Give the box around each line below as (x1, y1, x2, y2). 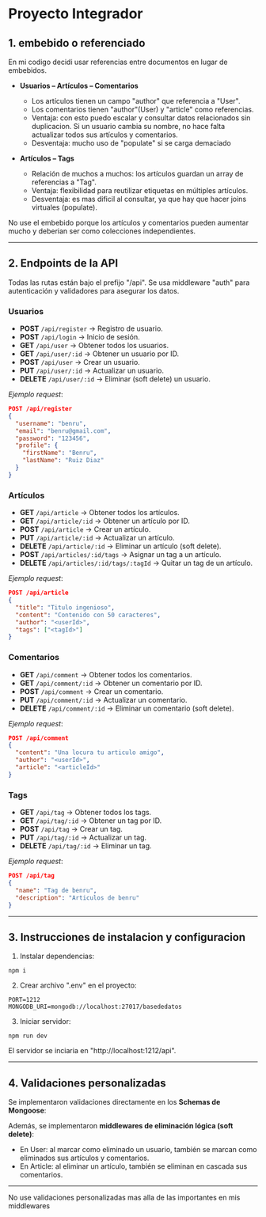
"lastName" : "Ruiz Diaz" (22, 457, 104, 464)
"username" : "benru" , (15, 419, 87, 427)
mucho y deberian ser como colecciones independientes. (8, 226, 196, 236)
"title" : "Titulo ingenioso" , (15, 603, 115, 612)
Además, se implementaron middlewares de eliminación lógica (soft (8, 1121, 234, 1131)
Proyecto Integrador (8, 5, 143, 23)
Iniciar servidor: (19, 1017, 71, 1026)
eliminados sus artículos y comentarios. (19, 1153, 150, 1163)
